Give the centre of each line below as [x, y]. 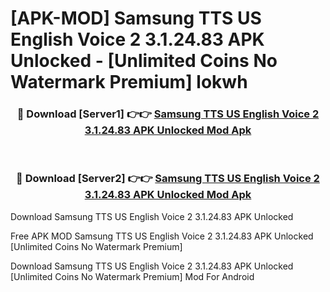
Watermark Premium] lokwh [129, 82]
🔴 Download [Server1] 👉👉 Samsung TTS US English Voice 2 [168, 114]
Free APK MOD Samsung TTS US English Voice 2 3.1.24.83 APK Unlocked [162, 236]
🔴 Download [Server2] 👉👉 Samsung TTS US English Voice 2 [168, 179]
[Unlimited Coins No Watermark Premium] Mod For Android [132, 276]
